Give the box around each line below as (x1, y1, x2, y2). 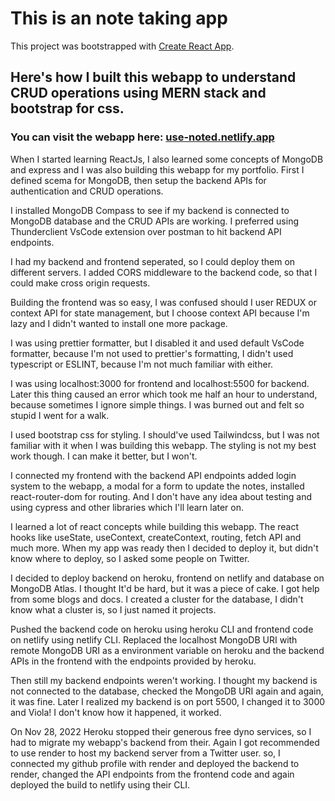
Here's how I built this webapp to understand (10, 69, 297, 86)
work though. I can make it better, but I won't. (10, 450, 198, 462)
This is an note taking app (10, 7, 228, 30)
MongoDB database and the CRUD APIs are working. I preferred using (10, 215, 299, 227)
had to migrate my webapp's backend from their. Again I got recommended (10, 736, 320, 748)
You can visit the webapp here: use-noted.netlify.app (10, 130, 275, 144)
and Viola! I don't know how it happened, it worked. (10, 706, 222, 718)
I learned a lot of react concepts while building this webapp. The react (10, 520, 300, 532)
